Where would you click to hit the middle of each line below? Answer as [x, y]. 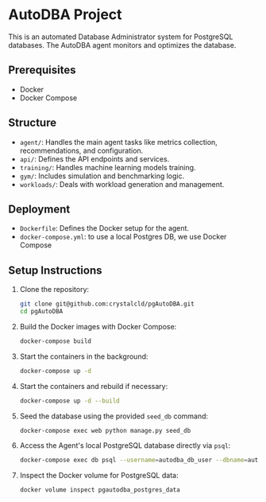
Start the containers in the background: [84, 356]
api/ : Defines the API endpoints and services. [94, 159]
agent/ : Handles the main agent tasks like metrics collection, [119, 142]
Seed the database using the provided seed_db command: [114, 416]
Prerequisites [42, 70]
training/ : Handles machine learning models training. [108, 167]
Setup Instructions [55, 270]
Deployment [39, 209]
